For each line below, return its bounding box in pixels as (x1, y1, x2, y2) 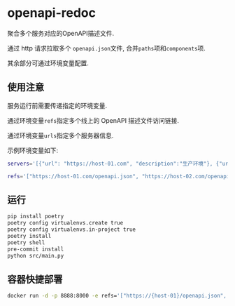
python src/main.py (7, 252, 64, 259)
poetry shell (7, 239, 45, 246)
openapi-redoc (7, 5, 97, 21)
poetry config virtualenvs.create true (7, 220, 124, 227)
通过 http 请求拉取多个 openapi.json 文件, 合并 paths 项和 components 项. (7, 44, 206, 52)
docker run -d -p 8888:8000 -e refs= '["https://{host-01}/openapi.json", (7, 293, 227, 300)
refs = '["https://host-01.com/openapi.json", (7, 173, 139, 180)
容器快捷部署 (7, 273, 63, 285)
